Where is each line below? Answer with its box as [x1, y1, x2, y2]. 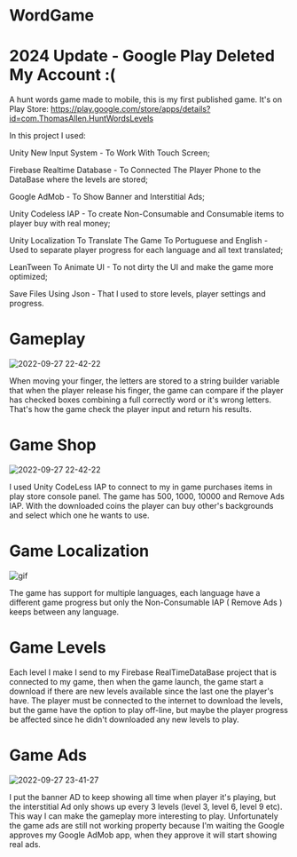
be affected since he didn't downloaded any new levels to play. [9, 714, 239, 725]
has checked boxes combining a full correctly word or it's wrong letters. [9, 394, 272, 405]
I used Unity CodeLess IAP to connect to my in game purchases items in [9, 481, 273, 492]
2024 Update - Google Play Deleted [9, 46, 275, 67]
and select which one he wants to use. [9, 510, 150, 520]
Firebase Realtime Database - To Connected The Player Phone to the [9, 165, 262, 176]
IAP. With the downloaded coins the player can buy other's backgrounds [9, 501, 274, 511]
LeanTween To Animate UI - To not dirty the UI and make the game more [9, 262, 274, 273]
